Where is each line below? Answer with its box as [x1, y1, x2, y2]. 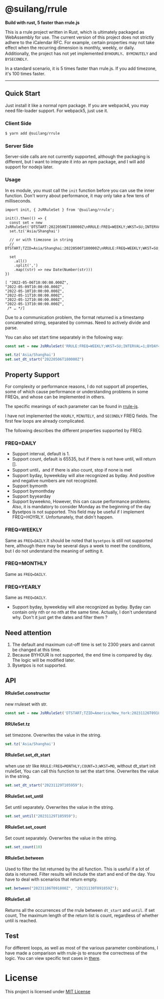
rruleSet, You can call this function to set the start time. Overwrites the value [5, 768, 159, 774]
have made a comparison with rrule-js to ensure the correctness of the [5, 950, 147, 956]
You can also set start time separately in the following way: [5, 334, 123, 340]
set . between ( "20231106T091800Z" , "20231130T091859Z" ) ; [5, 885, 119, 891]
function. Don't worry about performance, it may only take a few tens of [5, 192, 150, 199]
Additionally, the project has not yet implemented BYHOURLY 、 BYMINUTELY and [5, 50, 157, 56]
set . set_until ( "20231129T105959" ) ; [5, 814, 78, 818]
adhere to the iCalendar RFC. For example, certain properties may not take [5, 39, 155, 45]
